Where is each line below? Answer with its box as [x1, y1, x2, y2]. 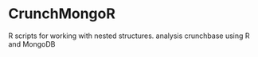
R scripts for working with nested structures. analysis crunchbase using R [8, 31, 250, 40]
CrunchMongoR [8, 5, 115, 23]
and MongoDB [8, 39, 56, 48]
